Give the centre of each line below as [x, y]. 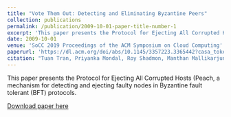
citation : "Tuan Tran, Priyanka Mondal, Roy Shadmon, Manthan [98, 58]
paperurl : [21, 52]
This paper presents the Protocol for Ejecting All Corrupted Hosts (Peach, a [113, 78]
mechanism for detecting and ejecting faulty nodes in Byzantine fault [105, 85]
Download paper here [38, 106]
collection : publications [44, 20]
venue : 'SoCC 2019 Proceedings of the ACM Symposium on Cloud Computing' [115, 45]
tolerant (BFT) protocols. [42, 92]
